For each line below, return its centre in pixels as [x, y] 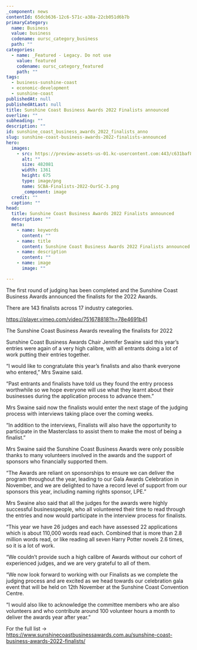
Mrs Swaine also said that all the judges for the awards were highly [87, 502]
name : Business [30, 28]
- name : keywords [38, 230]
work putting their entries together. [48, 354]
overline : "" [22, 115]
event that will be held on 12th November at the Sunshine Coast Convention [97, 587]
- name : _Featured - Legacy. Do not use [61, 55]
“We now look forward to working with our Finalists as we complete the [92, 574]
